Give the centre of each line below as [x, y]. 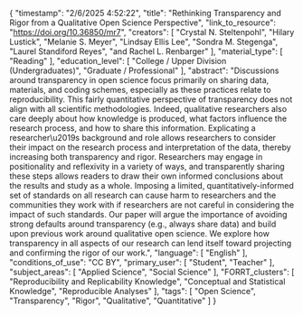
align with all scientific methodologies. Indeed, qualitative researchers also [148, 109]
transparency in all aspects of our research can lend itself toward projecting [151, 243]
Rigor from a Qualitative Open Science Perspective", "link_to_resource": [142, 23]
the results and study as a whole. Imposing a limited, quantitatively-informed [151, 185]
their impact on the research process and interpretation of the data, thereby [150, 147]
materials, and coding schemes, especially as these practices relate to [140, 90]
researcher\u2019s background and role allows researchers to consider [143, 138]
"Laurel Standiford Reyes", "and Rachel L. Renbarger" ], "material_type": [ [146, 51]
